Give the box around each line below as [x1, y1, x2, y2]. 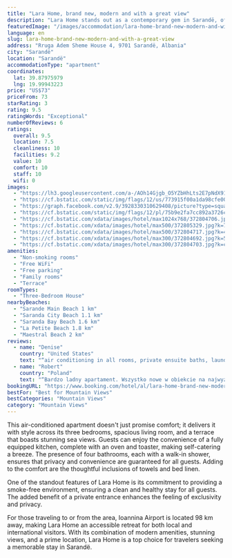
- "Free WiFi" [13, 260, 54, 267]
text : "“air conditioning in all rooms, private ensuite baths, [19, 357, 209, 364]
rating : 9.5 [7, 106, 41, 113]
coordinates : [7, 68, 45, 75]
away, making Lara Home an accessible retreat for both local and [7, 521, 192, 529]
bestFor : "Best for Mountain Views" [7, 389, 113, 396]
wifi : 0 [13, 177, 36, 184]
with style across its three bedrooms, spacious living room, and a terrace [7, 428, 215, 436]
